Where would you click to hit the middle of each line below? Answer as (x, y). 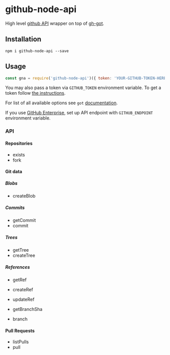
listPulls (20, 342)
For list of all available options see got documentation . (61, 103)
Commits (15, 207)
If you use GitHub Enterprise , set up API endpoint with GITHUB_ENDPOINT (79, 113)
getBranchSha (28, 309)
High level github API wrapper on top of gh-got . (55, 23)
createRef (23, 290)
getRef (19, 280)
